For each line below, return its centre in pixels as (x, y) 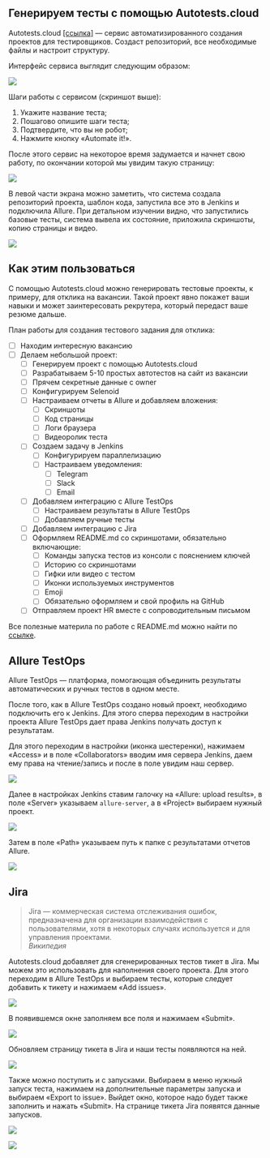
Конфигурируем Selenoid (76, 391)
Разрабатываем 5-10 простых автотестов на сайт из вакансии (140, 373)
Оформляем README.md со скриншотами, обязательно (129, 538)
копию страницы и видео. (53, 228)
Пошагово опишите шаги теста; (75, 121)
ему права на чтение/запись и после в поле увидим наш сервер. (121, 763)
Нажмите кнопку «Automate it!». (76, 138)
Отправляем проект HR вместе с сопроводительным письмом (141, 611)
